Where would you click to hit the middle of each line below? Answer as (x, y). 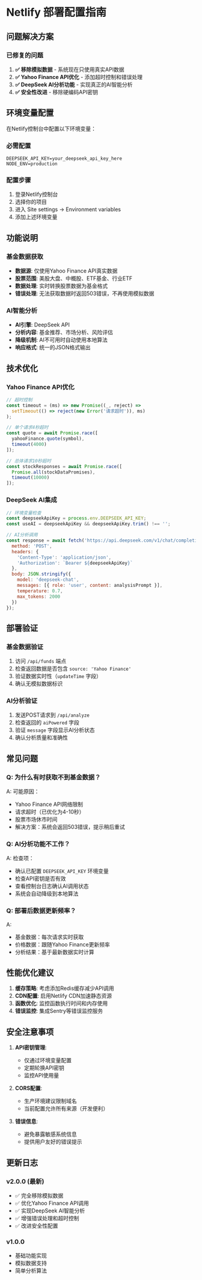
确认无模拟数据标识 (39, 684)
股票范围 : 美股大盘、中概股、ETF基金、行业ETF (74, 278)
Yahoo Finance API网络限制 (49, 804)
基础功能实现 (31, 1256)
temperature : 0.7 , (40, 591)
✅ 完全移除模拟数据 (39, 1196)
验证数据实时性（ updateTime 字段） (58, 676)
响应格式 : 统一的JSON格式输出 (53, 347)
